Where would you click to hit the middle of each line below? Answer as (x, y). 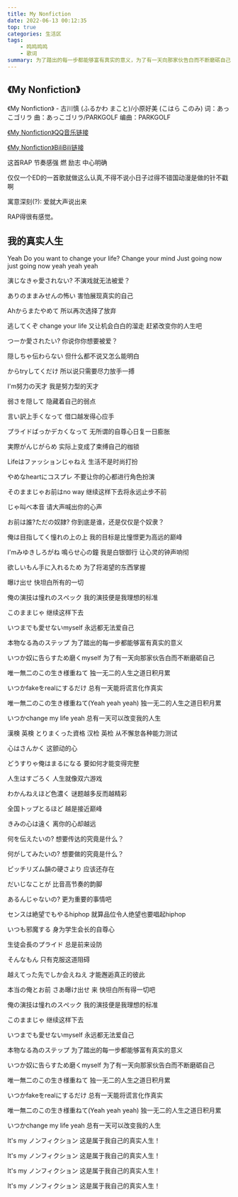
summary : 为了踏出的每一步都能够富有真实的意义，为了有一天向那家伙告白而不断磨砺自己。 (122, 60)
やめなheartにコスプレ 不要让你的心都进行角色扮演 (81, 477)
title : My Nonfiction (39, 14)
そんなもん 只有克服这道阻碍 (49, 960)
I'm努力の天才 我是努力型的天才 (53, 386)
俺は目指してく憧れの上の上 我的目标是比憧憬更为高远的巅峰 (95, 537)
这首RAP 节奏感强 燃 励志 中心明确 (57, 162)
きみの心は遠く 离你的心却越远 (52, 824)
